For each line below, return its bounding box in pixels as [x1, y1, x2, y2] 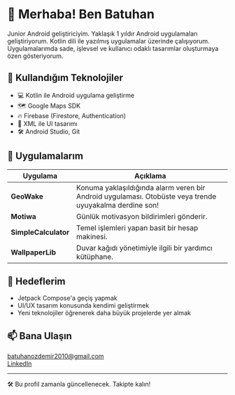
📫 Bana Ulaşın [7, 330, 72, 342]
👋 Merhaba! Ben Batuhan [7, 6, 155, 22]
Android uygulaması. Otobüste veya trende [76, 192, 217, 201]
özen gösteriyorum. [7, 52, 64, 60]
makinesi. [76, 231, 108, 241]
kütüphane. [76, 252, 114, 261]
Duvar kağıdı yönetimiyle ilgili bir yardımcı [76, 243, 213, 252]
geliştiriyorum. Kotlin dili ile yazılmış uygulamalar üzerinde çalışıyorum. [7, 36, 210, 45]
